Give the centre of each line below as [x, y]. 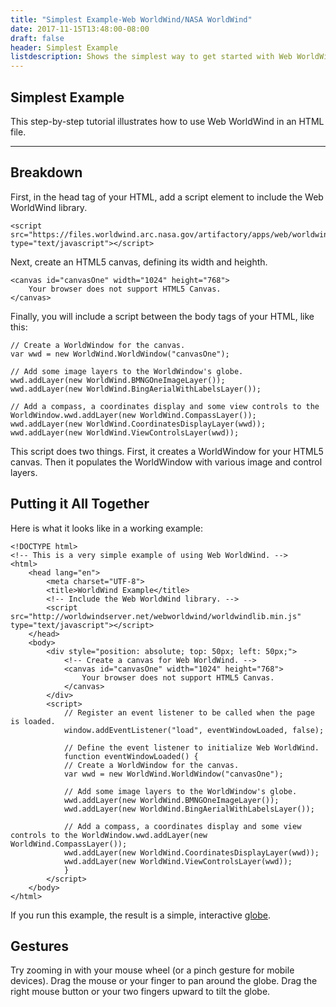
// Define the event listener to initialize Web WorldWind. [191, 747]
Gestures [40, 946]
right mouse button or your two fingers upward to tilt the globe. [140, 992]
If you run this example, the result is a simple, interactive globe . [140, 915]
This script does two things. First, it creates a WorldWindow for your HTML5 [167, 451]
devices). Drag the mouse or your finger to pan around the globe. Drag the [164, 981]
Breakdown [46, 172]
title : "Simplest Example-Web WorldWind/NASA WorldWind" [131, 19]
